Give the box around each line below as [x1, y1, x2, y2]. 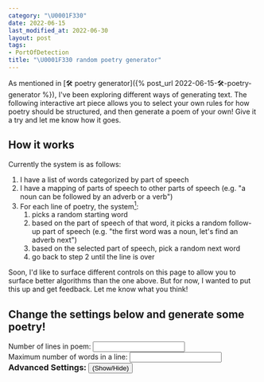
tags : [8, 41, 26, 49]
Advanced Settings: [8, 362, 87, 373]
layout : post [8, 33, 52, 42]
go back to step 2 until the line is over [31, 252, 155, 262]
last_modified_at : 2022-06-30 [8, 26, 109, 34]
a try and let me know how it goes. [8, 115, 122, 124]
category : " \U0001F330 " [8, 11, 87, 20]
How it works [8, 138, 75, 152]
